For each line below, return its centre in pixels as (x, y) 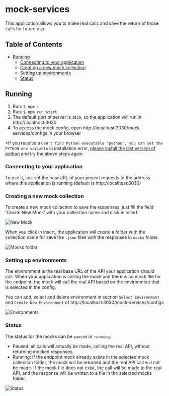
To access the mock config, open (47, 128)
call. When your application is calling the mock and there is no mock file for (83, 277)
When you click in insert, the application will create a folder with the (75, 232)
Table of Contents (34, 45)
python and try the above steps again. (45, 154)
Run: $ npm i (26, 106)
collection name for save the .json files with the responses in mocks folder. (82, 237)
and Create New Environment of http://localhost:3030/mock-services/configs (84, 303)
